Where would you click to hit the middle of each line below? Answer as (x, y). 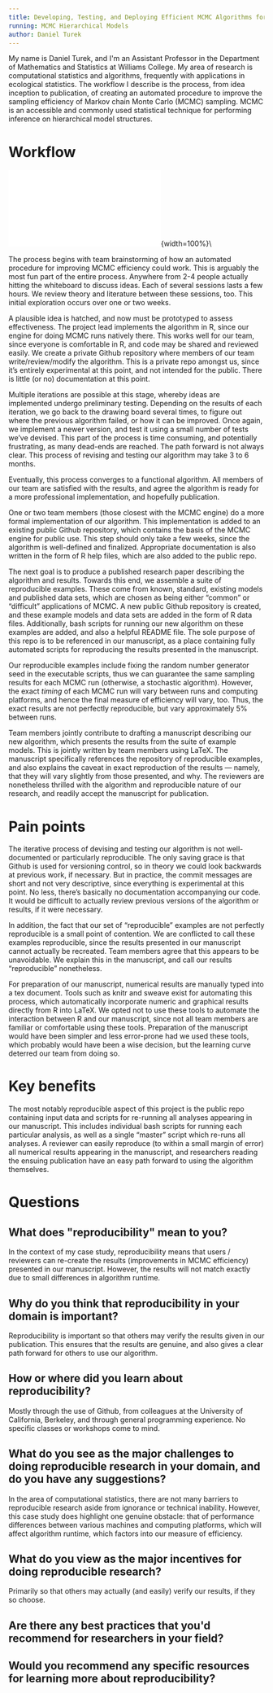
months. (22, 464)
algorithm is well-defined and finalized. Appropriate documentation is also (132, 547)
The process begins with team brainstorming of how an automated (120, 260)
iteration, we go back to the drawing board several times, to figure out (125, 412)
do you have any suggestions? (87, 1479)
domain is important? (64, 1316)
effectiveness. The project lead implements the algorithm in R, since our (129, 327)
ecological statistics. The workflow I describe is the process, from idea (127, 85)
